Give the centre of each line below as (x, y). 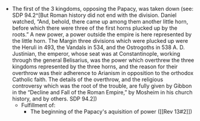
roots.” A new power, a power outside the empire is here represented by (102, 34)
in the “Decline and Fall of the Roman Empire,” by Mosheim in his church (102, 92)
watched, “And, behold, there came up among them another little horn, (100, 21)
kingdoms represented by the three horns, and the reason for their (95, 67)
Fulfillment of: (38, 105)
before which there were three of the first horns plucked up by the (95, 28)
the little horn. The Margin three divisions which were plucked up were (100, 41)
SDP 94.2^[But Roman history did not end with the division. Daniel (94, 15)
